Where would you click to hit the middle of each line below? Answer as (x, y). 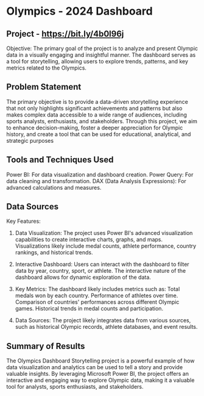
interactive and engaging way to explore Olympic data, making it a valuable (100, 380)
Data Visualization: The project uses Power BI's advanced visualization (104, 233)
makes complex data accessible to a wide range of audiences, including (97, 115)
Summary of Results (46, 346)
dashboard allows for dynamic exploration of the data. (83, 277)
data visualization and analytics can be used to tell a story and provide (95, 367)
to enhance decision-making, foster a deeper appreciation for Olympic (95, 128)
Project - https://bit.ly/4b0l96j (65, 34)
